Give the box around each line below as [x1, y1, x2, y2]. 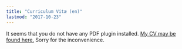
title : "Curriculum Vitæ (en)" [6, 8, 83, 15]
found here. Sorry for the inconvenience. [6, 36, 105, 43]
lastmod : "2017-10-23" [6, 14, 62, 20]
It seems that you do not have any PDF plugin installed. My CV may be [6, 30, 176, 37]
